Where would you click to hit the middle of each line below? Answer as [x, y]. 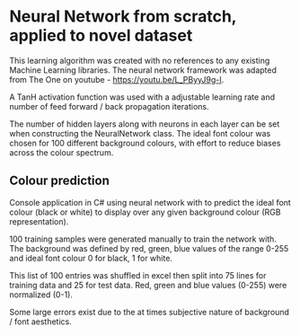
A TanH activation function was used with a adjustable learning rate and [142, 97]
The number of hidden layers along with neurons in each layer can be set [145, 124]
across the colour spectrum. [62, 152]
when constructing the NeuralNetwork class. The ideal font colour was [140, 133]
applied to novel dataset [101, 35]
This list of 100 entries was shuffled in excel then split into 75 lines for [138, 275]
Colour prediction [59, 181]
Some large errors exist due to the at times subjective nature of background [150, 312]
